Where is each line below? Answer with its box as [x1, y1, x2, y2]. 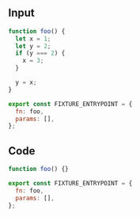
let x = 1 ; [15, 35, 51, 43]
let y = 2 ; [15, 42, 51, 50]
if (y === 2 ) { [15, 49, 66, 58]
